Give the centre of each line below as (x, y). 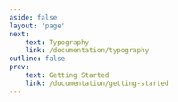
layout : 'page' (37, 26)
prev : (19, 67)
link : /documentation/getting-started (97, 83)
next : (19, 34)
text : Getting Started (67, 75)
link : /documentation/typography (87, 51)
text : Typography (57, 42)
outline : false (37, 59)
